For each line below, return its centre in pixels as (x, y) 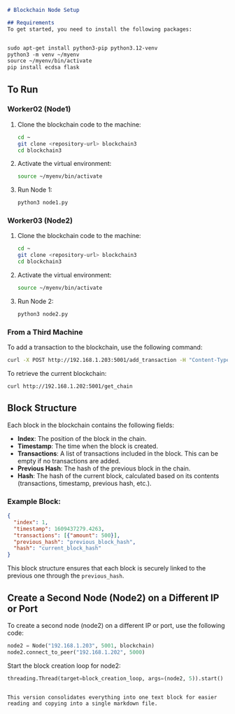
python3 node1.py (43, 203)
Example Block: (34, 501)
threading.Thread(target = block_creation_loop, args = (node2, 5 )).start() (115, 678)
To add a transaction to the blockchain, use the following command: (105, 347)
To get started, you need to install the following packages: (100, 29)
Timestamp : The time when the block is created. (88, 446)
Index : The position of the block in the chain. (82, 438)
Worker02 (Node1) (39, 109)
